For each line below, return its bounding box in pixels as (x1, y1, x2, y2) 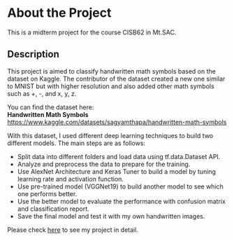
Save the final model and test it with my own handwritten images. (17, 212, 205, 220)
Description (7, 48, 59, 60)
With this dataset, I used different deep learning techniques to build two (7, 131, 214, 139)
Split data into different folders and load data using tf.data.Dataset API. (17, 152, 221, 160)
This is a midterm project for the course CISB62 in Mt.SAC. (7, 28, 177, 36)
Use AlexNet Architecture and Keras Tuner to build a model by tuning (17, 167, 217, 176)
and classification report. (17, 205, 89, 213)
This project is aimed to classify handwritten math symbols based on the (7, 67, 217, 75)
